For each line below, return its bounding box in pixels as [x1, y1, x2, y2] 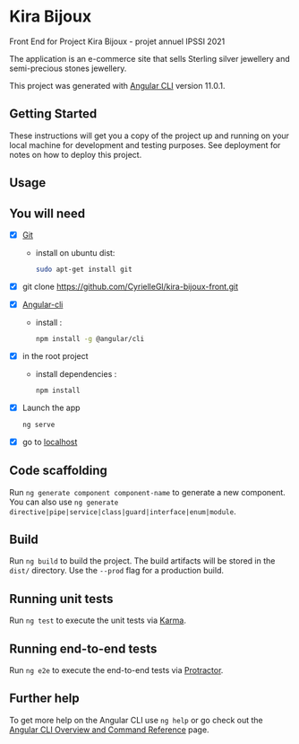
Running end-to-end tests [9, 641, 158, 656]
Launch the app [21, 402, 81, 413]
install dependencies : [35, 368, 117, 379]
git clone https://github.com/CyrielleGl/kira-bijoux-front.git [21, 281, 239, 292]
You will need [9, 206, 86, 221]
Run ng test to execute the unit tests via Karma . [9, 615, 186, 626]
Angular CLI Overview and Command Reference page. [9, 724, 209, 735]
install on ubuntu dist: [35, 248, 115, 258]
